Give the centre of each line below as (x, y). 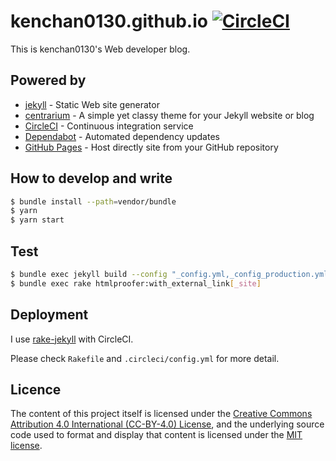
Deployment (49, 315)
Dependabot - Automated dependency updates (122, 136)
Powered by (48, 80)
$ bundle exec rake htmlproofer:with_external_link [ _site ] (136, 283)
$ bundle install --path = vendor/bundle (93, 201)
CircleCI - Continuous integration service (109, 126)
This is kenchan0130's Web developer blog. (100, 49)
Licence (36, 389)
